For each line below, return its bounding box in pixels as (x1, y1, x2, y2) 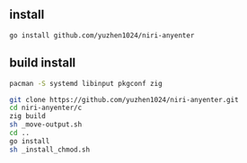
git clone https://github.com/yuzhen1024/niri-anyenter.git (9, 95, 240, 104)
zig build (9, 112, 47, 121)
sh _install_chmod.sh (9, 145, 91, 154)
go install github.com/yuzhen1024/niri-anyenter (9, 30, 195, 39)
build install (9, 56, 76, 71)
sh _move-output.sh (9, 120, 83, 129)
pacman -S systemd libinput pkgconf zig (9, 79, 163, 88)
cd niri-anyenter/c (9, 103, 83, 113)
